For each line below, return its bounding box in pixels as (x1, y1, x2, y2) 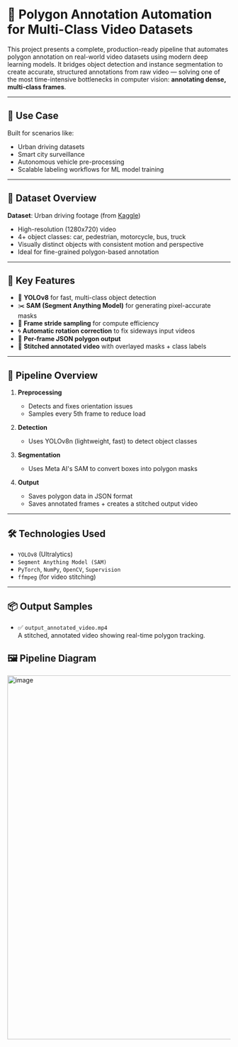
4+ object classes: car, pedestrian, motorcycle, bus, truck (17, 232, 186, 240)
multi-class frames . (7, 82, 67, 91)
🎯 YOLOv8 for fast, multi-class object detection (17, 294, 157, 302)
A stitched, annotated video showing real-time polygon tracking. (17, 631, 205, 639)
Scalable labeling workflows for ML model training (17, 165, 164, 173)
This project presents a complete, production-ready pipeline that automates (7, 45, 229, 53)
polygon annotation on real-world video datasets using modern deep (7, 52, 208, 61)
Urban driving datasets (17, 142, 85, 151)
